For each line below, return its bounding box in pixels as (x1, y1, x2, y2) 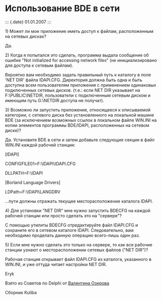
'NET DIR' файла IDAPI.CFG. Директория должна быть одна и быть (5, 77, 142, 83)
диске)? (5, 127, 21, 133)
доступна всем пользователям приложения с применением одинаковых (5, 82, 157, 88)
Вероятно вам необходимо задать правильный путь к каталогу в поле (5, 72, 151, 77)
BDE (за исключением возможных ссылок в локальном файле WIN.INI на (5, 117, 157, 123)
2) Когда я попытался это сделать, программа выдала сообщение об (5, 52, 149, 58)
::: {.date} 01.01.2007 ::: (5, 19, 51, 25)
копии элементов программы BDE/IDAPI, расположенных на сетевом (5, 122, 149, 128)
